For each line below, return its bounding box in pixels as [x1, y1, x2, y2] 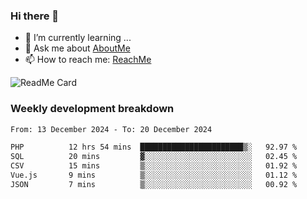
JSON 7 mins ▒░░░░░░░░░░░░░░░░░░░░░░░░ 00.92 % [10, 179, 298, 189]
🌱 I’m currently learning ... [24, 32, 132, 44]
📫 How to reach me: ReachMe [24, 54, 152, 66]
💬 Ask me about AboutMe [24, 42, 131, 54]
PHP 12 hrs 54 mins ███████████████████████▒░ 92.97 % [10, 142, 298, 153]
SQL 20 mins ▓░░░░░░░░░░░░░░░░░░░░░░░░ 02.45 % [10, 152, 298, 162]
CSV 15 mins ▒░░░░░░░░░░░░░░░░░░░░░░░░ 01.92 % [10, 161, 298, 171]
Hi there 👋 [10, 9, 60, 23]
